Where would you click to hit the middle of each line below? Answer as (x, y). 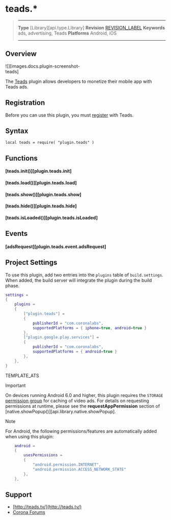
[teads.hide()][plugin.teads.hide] (41, 206)
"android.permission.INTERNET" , (67, 465)
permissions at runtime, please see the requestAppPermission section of (83, 406)
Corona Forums (29, 512)
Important (16, 385)
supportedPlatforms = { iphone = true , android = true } (90, 328)
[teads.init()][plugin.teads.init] (39, 171)
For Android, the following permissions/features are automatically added (81, 431)
